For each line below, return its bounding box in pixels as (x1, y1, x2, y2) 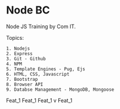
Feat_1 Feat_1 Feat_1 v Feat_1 (6, 97, 72, 104)
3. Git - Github (6, 56, 46, 62)
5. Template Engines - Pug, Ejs (6, 66, 85, 72)
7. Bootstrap (6, 76, 38, 82)
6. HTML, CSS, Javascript (6, 71, 69, 77)
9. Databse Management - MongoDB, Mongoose (6, 86, 115, 93)
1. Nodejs (6, 45, 31, 52)
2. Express (6, 50, 33, 56)
